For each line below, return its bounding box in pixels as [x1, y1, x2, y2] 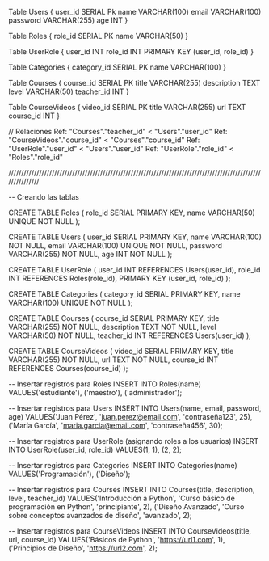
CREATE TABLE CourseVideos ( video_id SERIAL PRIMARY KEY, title [8, 347, 234, 356]
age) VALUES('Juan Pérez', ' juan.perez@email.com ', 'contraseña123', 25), [8, 412, 253, 421]
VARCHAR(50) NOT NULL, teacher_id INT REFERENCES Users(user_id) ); [8, 331, 252, 340]
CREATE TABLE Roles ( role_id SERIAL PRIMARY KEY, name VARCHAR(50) [8, 208, 256, 217]
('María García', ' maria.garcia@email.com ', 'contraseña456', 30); [8, 420, 224, 430]
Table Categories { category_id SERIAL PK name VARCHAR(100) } [8, 62, 226, 72]
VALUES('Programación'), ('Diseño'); [8, 469, 131, 479]
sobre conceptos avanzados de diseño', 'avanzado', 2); [8, 511, 192, 520]
